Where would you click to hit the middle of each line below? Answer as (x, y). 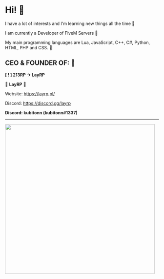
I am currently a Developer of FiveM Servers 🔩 (51, 33)
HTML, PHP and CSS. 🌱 (29, 47)
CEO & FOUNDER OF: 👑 (40, 63)
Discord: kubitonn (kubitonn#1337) (41, 112)
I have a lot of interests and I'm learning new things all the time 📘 (70, 23)
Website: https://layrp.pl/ (30, 94)
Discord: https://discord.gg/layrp (38, 103)
